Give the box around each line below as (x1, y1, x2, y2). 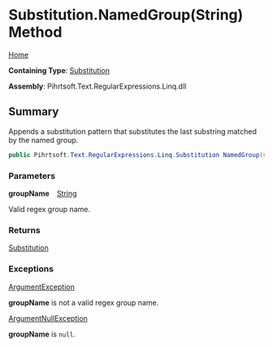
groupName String (8, 189, 77, 198)
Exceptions (8, 263, 54, 275)
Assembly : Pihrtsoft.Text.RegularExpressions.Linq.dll (8, 81, 187, 91)
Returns (8, 224, 41, 236)
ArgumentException (8, 282, 75, 292)
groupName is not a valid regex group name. (8, 297, 159, 307)
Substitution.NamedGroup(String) (8, 6, 244, 24)
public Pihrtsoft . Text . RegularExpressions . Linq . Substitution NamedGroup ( (8, 150, 264, 159)
